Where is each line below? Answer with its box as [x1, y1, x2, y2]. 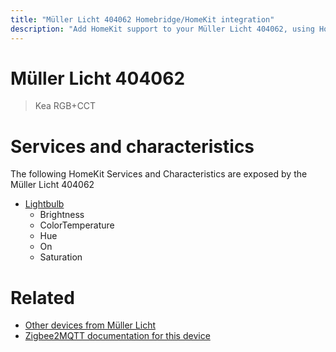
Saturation [39, 251, 83, 263]
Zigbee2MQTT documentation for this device [24, 330, 211, 342]
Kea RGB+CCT [34, 100, 97, 112]
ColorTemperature [39, 219, 115, 231]
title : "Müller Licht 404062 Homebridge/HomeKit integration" [10, 14, 275, 25]
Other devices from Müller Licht [24, 319, 156, 331]
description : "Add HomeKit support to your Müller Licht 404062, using [10, 24, 315, 34]
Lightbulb [24, 198, 65, 210]
